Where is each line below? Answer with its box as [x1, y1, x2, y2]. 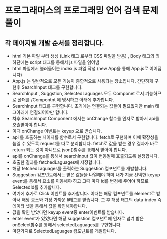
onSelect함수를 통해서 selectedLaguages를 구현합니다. [12, 222, 122, 228]
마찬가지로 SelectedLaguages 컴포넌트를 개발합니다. [12, 228, 116, 234]
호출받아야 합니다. [12, 122, 47, 128]
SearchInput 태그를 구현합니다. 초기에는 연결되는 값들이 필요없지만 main [12, 103, 154, 109]
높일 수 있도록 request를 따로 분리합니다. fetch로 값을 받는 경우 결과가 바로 [12, 141, 158, 146]
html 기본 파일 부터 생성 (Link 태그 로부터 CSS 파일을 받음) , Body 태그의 [12, 53, 155, 59]
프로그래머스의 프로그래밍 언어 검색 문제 [5, 5, 159, 16]
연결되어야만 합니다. [29, 109, 69, 115]
